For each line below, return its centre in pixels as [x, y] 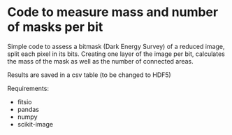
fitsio [24, 101]
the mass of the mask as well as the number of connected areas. [100, 61]
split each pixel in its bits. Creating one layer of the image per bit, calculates [116, 54]
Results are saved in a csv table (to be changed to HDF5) [89, 75]
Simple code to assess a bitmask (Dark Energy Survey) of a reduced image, [116, 46]
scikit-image [35, 124]
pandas [28, 109]
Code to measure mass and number [113, 12]
